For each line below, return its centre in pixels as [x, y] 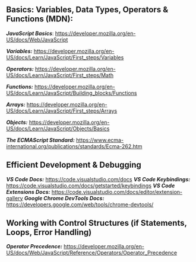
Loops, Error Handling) [49, 233]
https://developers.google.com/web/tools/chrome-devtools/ [80, 205]
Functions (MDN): [39, 19]
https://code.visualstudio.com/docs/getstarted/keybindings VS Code [91, 186]
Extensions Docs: [28, 191]
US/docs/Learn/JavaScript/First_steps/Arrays [62, 111]
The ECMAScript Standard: [41, 140]
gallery [15, 198]
